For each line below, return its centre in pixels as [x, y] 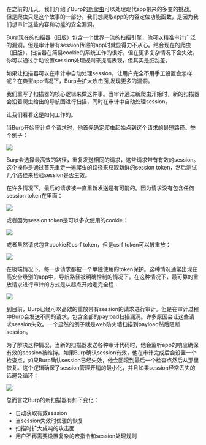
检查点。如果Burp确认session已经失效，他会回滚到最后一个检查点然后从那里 [103, 360]
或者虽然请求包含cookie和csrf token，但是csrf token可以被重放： [89, 245]
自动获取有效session [41, 413]
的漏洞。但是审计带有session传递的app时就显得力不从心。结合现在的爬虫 [99, 45]
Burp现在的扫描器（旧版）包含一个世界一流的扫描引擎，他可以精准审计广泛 [101, 37]
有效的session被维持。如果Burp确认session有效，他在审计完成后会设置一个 [102, 353]
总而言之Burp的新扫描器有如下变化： [53, 400]
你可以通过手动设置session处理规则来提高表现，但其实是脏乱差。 [89, 60]
